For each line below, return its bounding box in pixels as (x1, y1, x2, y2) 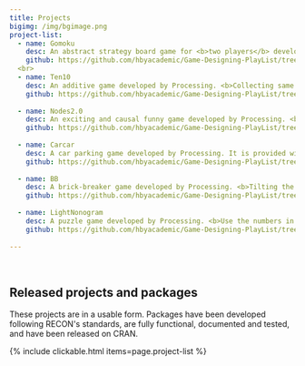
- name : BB (17, 174, 59, 183)
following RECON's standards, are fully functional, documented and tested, (9, 319, 290, 330)
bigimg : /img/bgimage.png (9, 22, 107, 31)
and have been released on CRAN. (9, 329, 139, 340)
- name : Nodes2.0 (17, 107, 84, 116)
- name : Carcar (17, 140, 75, 149)
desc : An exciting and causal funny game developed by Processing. (25, 115, 286, 124)
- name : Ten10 (17, 73, 71, 82)
